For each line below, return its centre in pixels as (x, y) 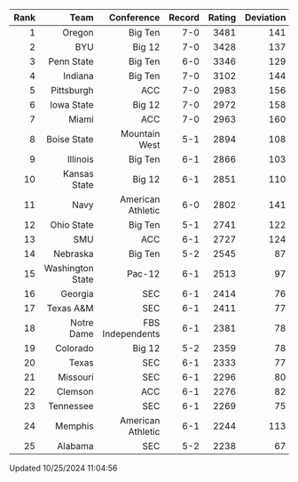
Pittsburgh (72, 90)
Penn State (71, 61)
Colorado (74, 348)
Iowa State (72, 104)
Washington (69, 268)
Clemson (75, 392)
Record (184, 17)
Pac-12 (144, 273)
